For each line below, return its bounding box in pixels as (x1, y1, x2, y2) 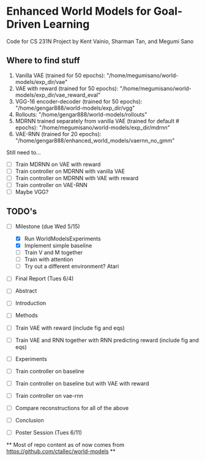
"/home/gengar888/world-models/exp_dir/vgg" (15, 104, 135, 112)
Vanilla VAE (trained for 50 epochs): (15, 72, 106, 79)
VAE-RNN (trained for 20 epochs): (15, 130, 102, 137)
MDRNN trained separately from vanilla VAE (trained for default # (15, 117, 179, 124)
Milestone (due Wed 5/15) (15, 223, 81, 230)
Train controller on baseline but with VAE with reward (15, 379, 149, 387)
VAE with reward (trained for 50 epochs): (15, 85, 119, 92)
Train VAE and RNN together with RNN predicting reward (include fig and (15, 336, 199, 344)
